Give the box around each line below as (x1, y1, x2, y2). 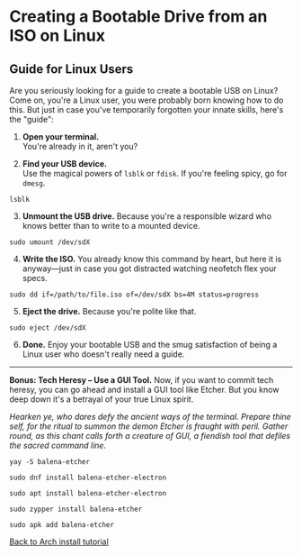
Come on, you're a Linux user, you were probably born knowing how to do (9, 95, 284, 105)
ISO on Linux (9, 25, 106, 46)
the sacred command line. (9, 440, 106, 450)
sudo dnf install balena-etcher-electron (9, 473, 167, 482)
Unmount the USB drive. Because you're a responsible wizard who (22, 211, 272, 222)
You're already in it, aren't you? (22, 141, 138, 151)
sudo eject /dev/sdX (9, 323, 87, 332)
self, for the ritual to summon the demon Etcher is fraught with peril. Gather (9, 421, 289, 432)
